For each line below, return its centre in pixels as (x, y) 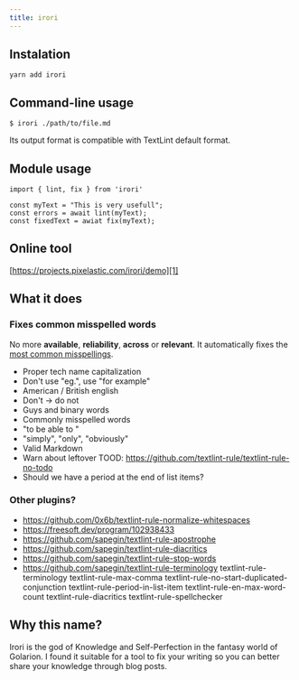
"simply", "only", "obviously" (75, 438)
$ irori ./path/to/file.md (60, 124)
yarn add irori (38, 75)
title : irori (34, 18)
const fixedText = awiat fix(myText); (82, 221)
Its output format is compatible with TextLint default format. (120, 140)
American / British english (70, 390)
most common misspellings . (61, 354)
